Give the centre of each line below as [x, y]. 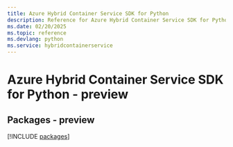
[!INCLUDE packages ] [38, 136]
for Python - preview [68, 95]
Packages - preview [51, 120]
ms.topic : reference [37, 33]
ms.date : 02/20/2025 [37, 26]
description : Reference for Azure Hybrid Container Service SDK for [108, 20]
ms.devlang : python [35, 39]
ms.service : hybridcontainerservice [60, 46]
